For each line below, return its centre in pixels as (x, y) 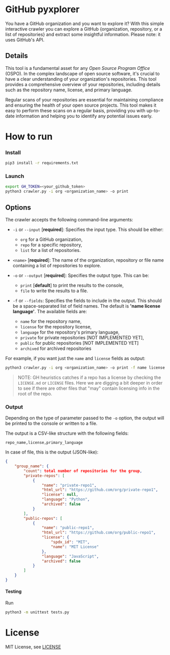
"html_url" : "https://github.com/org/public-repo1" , (99, 533)
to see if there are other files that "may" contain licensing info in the (89, 388)
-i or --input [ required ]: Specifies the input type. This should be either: (88, 229)
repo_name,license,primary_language (44, 443)
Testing (13, 591)
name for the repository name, (51, 321)
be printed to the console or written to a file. (51, 423)
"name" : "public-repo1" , (68, 528)
